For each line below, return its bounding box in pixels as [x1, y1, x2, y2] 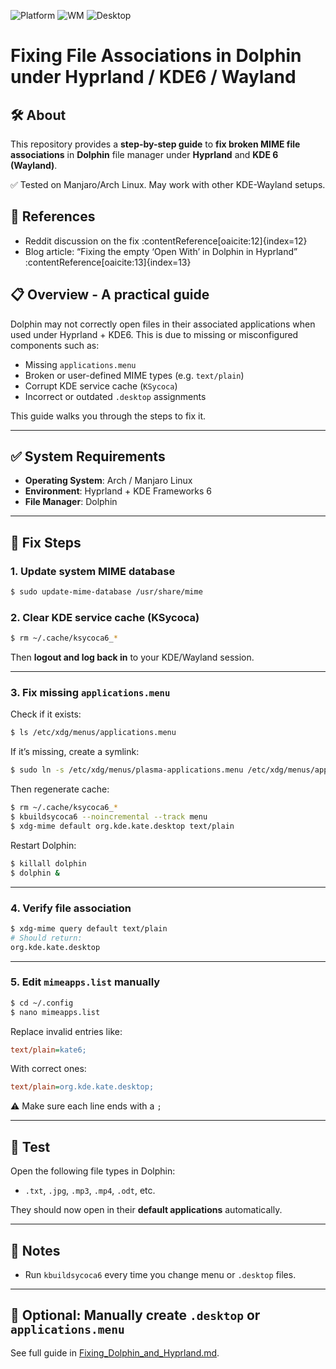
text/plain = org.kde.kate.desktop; [10, 1082, 155, 1092]
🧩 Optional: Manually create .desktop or [10, 1307, 261, 1324]
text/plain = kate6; [10, 1045, 87, 1055]
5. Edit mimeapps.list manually [10, 975, 161, 989]
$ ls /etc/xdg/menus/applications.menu [10, 728, 177, 738]
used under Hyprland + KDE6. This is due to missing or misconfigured [10, 328, 299, 340]
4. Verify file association [10, 901, 132, 915]
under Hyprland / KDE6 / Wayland [10, 66, 297, 89]
